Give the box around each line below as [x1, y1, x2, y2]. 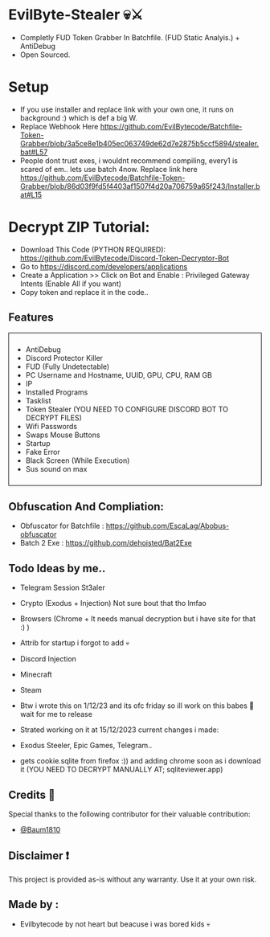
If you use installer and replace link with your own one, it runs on [19, 104, 235, 114]
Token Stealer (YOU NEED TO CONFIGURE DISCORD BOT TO [25, 404, 229, 414]
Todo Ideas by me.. [8, 561, 106, 575]
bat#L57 [19, 147, 48, 157]
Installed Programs [25, 387, 88, 397]
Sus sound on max [25, 464, 88, 473]
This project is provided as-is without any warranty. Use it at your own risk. [8, 874, 257, 884]
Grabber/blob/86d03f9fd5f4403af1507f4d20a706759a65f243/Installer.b [19, 181, 260, 190]
